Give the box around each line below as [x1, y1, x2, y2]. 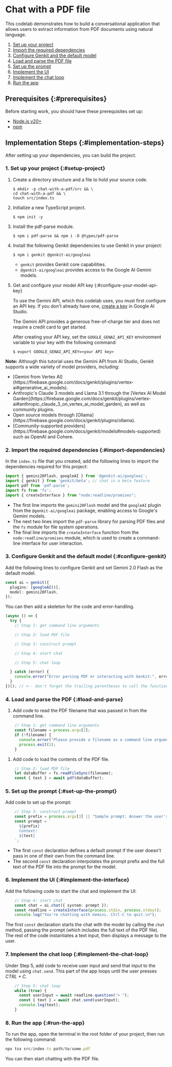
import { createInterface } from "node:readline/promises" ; [5, 492, 137, 498]
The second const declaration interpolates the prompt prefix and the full [12, 858, 165, 864]
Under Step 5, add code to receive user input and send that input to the [5, 962, 156, 968]
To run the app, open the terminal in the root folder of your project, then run [5, 1031, 165, 1037]
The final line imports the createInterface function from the [12, 529, 139, 535]
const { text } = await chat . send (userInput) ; [18, 998, 120, 1003]
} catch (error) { [10, 669, 50, 675]
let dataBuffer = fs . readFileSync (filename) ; [14, 771, 114, 776]
